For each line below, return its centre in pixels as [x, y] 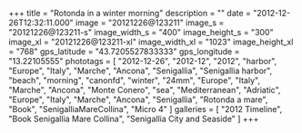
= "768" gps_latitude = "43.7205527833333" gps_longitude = [124, 52]
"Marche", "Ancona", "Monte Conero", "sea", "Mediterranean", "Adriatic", [145, 90]
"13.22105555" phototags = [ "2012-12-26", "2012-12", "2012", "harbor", [143, 61]
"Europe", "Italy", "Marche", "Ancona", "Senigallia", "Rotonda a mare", [138, 100]
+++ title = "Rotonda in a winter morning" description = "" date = [130, 13]
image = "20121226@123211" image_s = [150, 23]
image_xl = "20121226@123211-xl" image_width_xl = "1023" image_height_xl [151, 42]
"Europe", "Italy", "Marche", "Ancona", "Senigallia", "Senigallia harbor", [141, 71]
